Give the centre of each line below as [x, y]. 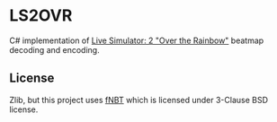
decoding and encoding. [55, 49]
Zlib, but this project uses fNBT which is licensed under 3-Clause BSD [138, 100]
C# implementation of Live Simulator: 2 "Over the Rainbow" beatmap [137, 40]
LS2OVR [41, 16]
